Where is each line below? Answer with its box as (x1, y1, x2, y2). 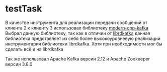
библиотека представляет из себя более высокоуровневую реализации (5, 35, 161, 41)
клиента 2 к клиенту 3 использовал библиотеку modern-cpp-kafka (5, 24, 148, 30)
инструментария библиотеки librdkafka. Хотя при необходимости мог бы (5, 40, 162, 46)
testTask (5, 3, 42, 14)
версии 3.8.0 (5, 61, 33, 67)
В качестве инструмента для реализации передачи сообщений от (5, 19, 147, 25)
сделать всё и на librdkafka (5, 46, 64, 52)
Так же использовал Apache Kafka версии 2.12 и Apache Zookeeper (5, 55, 150, 61)
